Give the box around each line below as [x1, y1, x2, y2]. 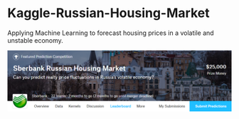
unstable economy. [7, 36, 64, 44]
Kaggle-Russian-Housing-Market [7, 5, 210, 21]
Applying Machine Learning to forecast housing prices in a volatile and [7, 29, 215, 37]
